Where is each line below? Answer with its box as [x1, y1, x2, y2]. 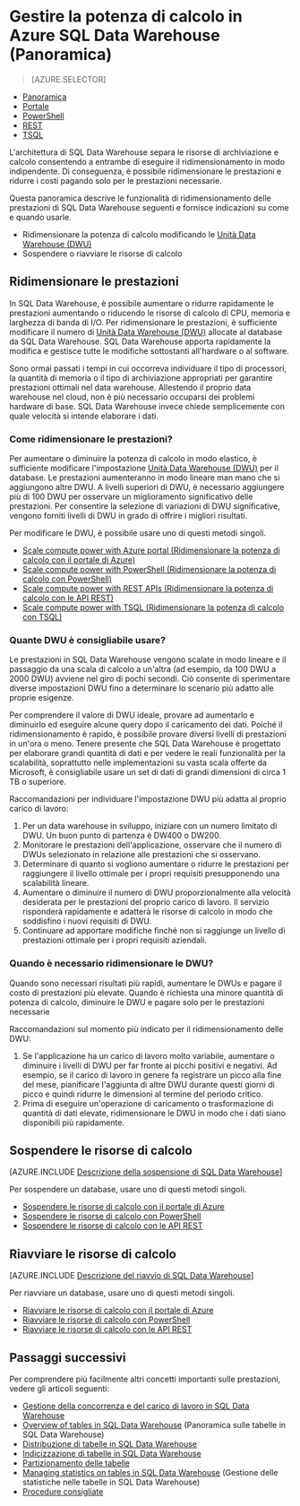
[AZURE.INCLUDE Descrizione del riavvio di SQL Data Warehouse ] [9, 1270, 254, 1281]
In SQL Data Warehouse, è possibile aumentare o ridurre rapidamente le [9, 297, 275, 308]
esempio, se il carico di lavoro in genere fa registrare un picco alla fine [21, 1069, 282, 1080]
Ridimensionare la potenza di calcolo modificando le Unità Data [21, 228, 257, 239]
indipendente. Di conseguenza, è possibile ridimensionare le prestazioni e [9, 166, 282, 176]
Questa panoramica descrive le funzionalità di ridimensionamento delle [9, 193, 271, 203]
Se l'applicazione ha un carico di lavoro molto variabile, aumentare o [21, 1050, 275, 1061]
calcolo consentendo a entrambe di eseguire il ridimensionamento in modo [9, 156, 285, 167]
